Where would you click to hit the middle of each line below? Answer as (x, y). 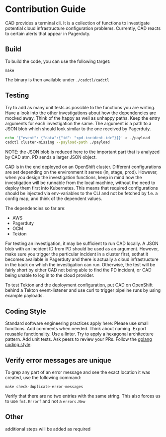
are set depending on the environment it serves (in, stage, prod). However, (82, 172)
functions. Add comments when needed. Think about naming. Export (76, 329)
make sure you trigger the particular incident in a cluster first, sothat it (77, 254)
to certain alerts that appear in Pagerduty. (48, 33)
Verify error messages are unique (58, 360)
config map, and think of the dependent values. (54, 199)
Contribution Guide (45, 9)
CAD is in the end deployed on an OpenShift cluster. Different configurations (83, 167)
